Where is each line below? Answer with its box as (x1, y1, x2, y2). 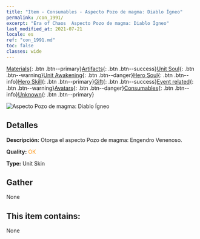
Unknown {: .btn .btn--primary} (18, 90, 95, 98)
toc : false (6, 43, 34, 49)
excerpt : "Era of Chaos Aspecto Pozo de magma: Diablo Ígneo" (6, 20, 170, 26)
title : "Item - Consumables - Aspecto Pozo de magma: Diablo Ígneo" (6, 8, 183, 15)
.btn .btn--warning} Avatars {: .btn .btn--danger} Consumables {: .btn (6, 84, 174, 92)
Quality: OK (6, 148, 36, 155)
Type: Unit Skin (6, 160, 45, 167)
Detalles (6, 120, 38, 130)
